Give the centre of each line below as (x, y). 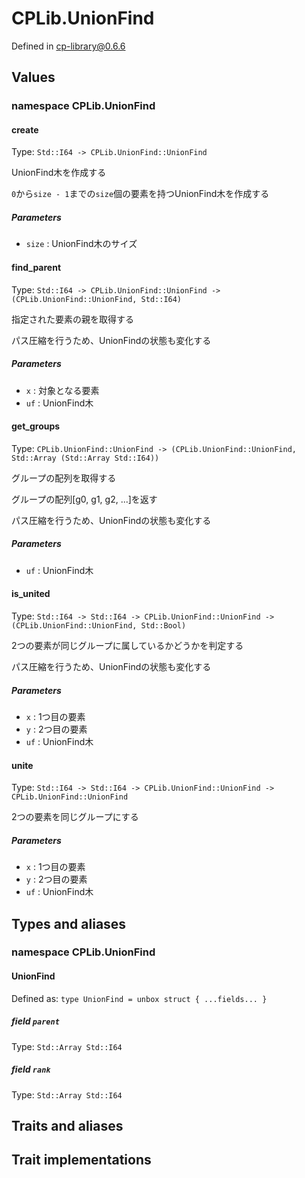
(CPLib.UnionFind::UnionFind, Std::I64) (97, 299)
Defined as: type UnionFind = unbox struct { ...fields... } (139, 998)
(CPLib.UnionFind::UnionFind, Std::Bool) (99, 625)
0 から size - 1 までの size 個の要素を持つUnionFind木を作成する (140, 194)
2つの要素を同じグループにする (75, 817)
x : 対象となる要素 (62, 390)
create (25, 129)
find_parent (36, 268)
